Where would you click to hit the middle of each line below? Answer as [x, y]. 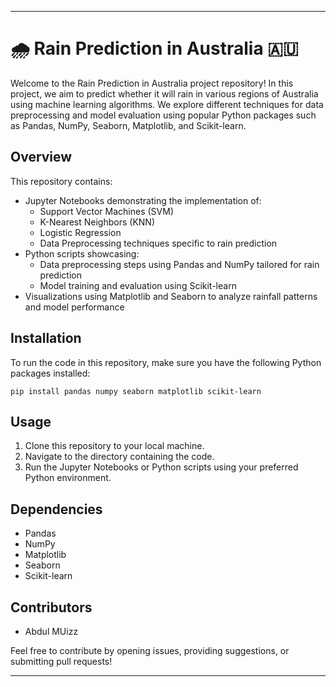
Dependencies [56, 509]
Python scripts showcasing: [82, 253]
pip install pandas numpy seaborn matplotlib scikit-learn [136, 391]
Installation [46, 338]
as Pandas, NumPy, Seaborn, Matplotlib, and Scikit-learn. [128, 125]
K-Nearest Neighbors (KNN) [97, 222]
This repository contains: [61, 181]
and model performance [74, 307]
